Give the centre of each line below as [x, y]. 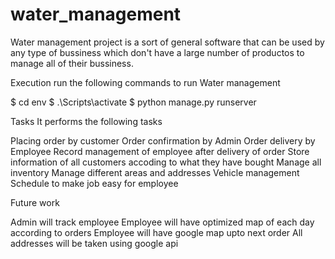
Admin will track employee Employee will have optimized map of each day [162, 222]
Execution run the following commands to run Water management [145, 82]
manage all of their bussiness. [72, 63]
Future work [35, 202]
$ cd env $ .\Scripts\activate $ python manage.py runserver [133, 102]
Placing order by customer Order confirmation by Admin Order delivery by [163, 140]
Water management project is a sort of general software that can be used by [167, 42]
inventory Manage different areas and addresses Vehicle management [155, 172]
